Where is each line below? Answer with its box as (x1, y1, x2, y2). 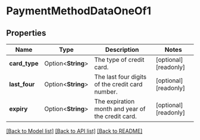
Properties (6, 28, 46, 38)
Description (105, 46, 139, 54)
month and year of (94, 105, 146, 113)
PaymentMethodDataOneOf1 (6, 4, 152, 18)
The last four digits (94, 73, 147, 81)
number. (94, 88, 118, 96)
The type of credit (94, 55, 145, 64)
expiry (9, 105, 28, 113)
